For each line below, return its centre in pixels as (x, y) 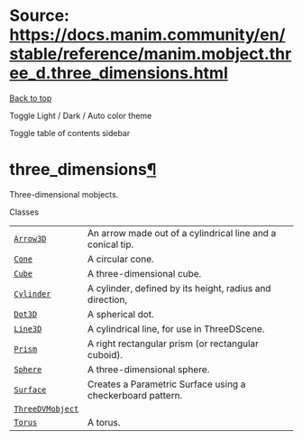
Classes (24, 212)
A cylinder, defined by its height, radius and (179, 288)
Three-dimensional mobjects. (64, 194)
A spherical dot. (121, 314)
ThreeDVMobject (46, 408)
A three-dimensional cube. (144, 273)
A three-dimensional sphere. (148, 369)
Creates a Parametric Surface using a (166, 384)
